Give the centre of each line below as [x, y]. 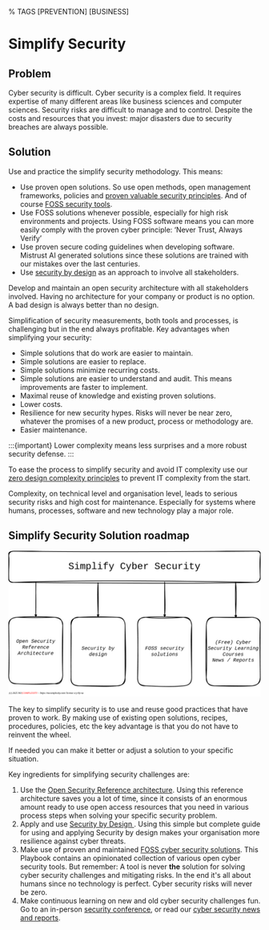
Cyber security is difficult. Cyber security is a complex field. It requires [125, 93]
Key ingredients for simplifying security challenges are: [99, 774]
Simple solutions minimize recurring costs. [90, 370]
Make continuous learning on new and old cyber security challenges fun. [140, 901]
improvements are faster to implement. [84, 387]
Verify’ [31, 238]
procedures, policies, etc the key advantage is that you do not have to [123, 726]
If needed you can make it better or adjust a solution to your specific [121, 750]
